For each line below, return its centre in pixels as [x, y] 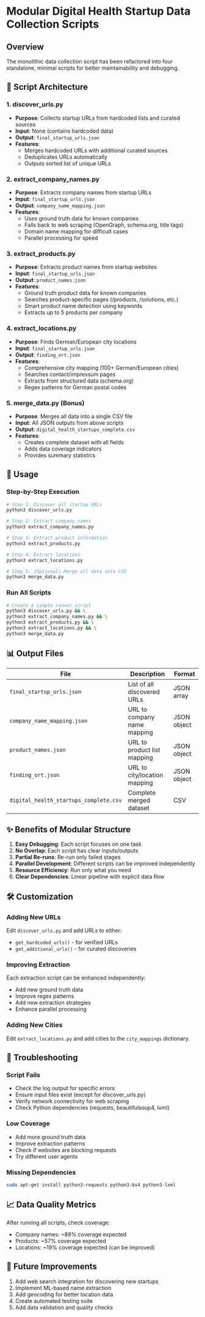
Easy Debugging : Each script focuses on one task [78, 844]
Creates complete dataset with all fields [74, 442]
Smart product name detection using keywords [83, 306]
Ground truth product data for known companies [85, 293]
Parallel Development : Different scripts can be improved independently [105, 864]
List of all [141, 684]
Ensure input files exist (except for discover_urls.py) [81, 1095]
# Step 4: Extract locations [43, 554]
